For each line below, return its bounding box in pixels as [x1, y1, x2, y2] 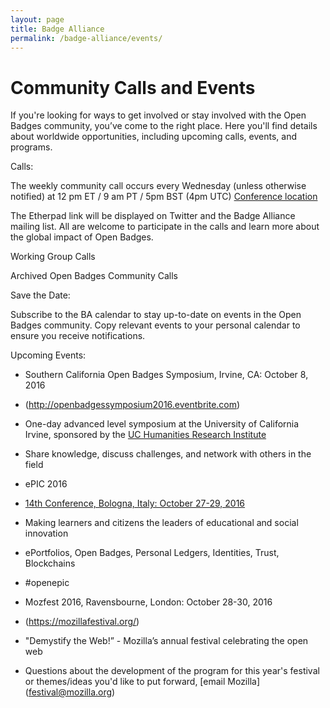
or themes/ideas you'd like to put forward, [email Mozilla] [24, 676, 261, 688]
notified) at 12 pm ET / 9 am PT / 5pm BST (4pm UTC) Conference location [10, 191, 318, 203]
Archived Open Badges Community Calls [10, 270, 178, 282]
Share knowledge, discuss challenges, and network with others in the [24, 448, 312, 460]
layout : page [10, 14, 65, 25]
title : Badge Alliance [10, 24, 105, 34]
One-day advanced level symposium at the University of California [24, 418, 300, 430]
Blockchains [24, 557, 76, 570]
